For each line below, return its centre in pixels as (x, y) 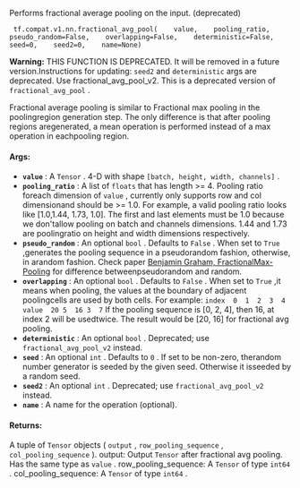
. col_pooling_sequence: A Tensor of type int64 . (99, 474)
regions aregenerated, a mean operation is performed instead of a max (140, 126)
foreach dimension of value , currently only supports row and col (142, 195)
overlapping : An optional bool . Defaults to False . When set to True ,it (151, 281)
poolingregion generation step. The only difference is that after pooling (140, 117)
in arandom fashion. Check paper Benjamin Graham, (119, 262)
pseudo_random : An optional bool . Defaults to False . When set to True (151, 243)
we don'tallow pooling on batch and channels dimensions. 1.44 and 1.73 (155, 224)
